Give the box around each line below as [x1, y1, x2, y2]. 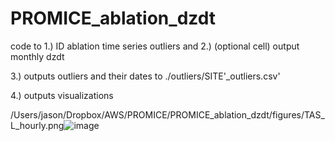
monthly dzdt [10, 50, 65, 62]
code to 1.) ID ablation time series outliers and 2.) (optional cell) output [10, 40, 300, 52]
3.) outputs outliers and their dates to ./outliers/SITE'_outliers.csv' [10, 70, 281, 82]
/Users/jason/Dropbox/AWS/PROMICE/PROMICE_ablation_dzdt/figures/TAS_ [10, 108, 325, 121]
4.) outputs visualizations [10, 89, 114, 101]
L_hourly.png [10, 119, 65, 131]
